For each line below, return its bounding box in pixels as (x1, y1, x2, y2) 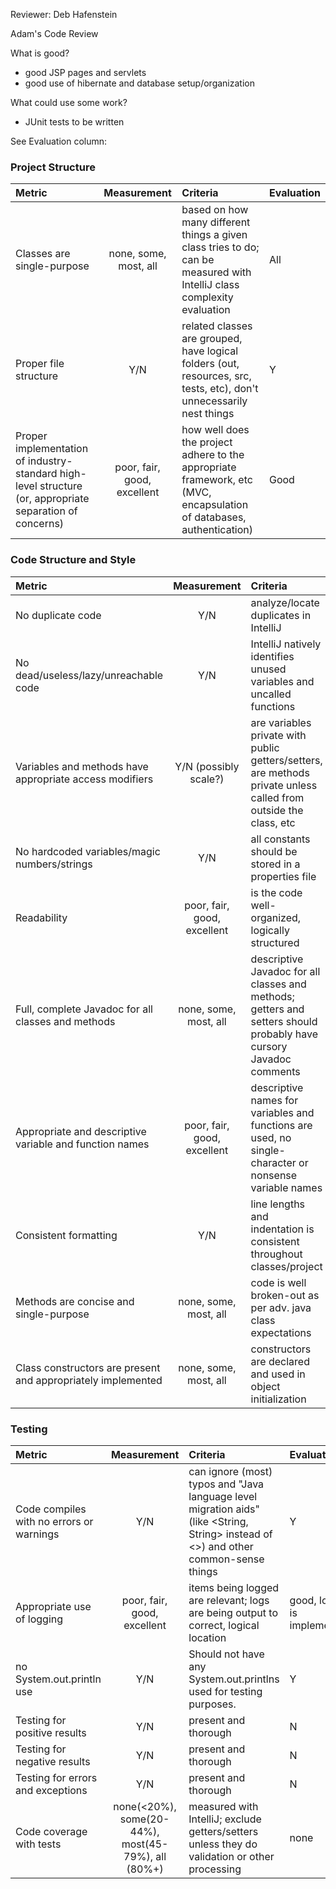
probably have (250, 1027, 318, 1041)
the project (181, 435, 233, 449)
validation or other (188, 1849, 275, 1863)
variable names (250, 1180, 323, 1194)
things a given (181, 228, 248, 242)
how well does (181, 423, 250, 437)
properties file (250, 869, 317, 883)
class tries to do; (181, 240, 260, 254)
